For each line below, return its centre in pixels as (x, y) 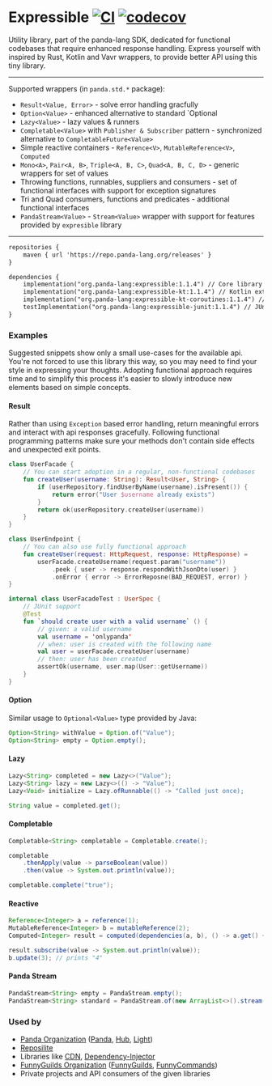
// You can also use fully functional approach (104, 547)
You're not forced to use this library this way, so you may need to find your (133, 362)
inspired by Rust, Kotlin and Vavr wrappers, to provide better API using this (133, 57)
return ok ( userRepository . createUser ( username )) (121, 510)
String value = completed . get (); (65, 805)
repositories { (34, 247)
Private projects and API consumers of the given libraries (115, 1073)
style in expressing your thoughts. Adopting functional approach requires (130, 370)
